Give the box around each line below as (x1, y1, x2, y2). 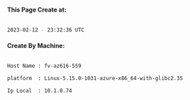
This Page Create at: (7, 5, 67, 14)
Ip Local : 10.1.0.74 (7, 88, 72, 95)
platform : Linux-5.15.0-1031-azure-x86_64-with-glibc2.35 (7, 75, 184, 82)
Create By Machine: (7, 41, 65, 49)
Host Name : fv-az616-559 (7, 62, 81, 70)
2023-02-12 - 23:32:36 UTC (7, 27, 85, 34)
